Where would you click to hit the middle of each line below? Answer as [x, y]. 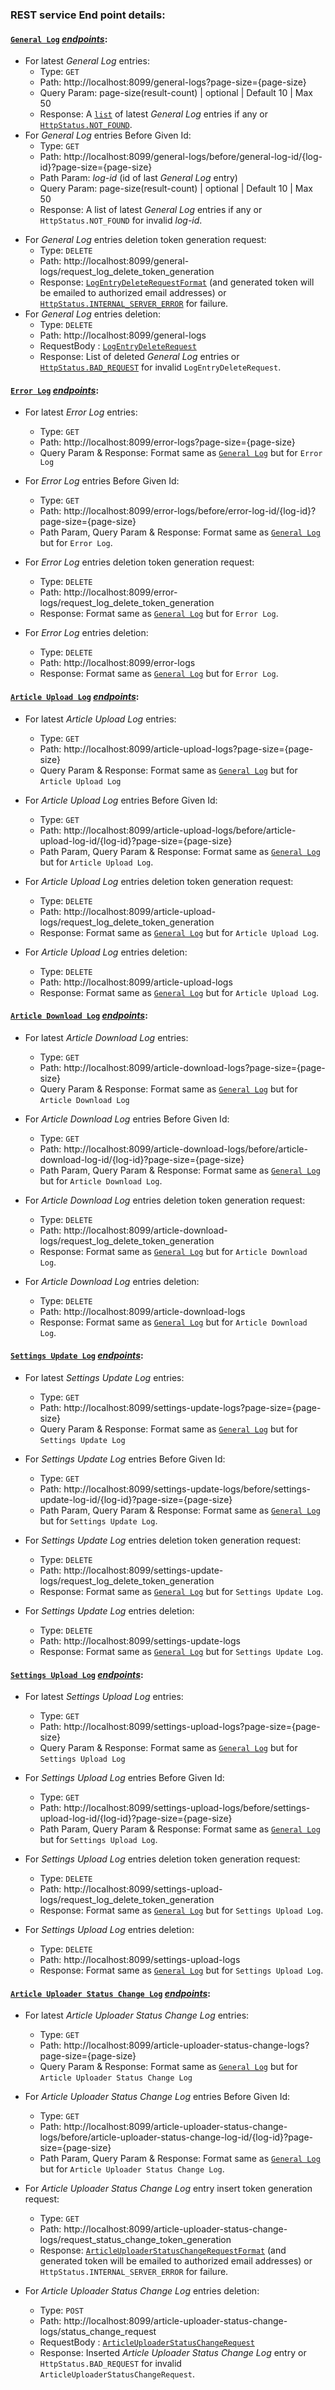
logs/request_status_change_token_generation [135, 2240]
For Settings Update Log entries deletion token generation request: [163, 1540]
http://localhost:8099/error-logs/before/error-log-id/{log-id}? [190, 511]
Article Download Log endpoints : [79, 1015]
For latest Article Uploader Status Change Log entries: [137, 2015]
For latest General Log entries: [87, 61]
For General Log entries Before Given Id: [108, 135]
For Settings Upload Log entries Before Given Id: [124, 1778]
